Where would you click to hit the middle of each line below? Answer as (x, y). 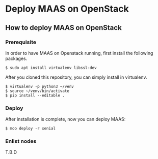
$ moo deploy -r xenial (31, 129)
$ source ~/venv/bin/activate (37, 91)
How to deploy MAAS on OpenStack (64, 28)
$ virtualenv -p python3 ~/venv (39, 86)
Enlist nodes (21, 141)
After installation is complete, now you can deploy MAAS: (65, 119)
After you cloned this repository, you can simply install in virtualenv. (76, 77)
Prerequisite (21, 42)
